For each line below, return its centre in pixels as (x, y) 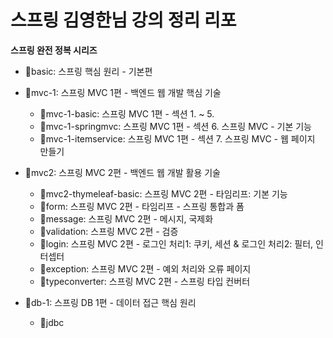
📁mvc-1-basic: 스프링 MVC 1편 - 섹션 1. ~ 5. (127, 113)
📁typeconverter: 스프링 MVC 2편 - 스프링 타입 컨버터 (145, 281)
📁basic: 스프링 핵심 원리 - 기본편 (88, 71)
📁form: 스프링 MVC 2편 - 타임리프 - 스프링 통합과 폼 (142, 206)
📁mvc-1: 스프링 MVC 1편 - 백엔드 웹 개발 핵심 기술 (123, 92)
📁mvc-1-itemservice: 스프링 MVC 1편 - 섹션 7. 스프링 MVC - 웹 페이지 (177, 138)
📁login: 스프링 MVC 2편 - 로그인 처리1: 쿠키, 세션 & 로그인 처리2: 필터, (176, 243)
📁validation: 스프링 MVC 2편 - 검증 (109, 231)
